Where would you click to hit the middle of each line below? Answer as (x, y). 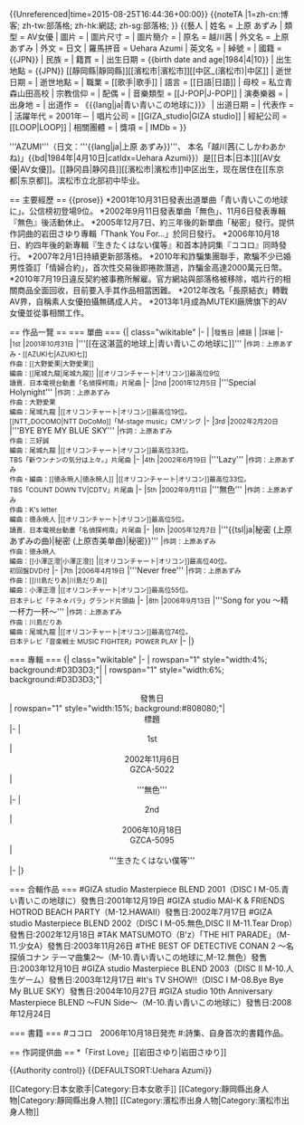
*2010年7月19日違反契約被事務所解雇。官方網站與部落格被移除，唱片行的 (146, 279)
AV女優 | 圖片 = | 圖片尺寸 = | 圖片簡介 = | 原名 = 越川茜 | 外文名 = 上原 (158, 37)
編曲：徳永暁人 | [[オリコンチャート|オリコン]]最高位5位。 (99, 519)
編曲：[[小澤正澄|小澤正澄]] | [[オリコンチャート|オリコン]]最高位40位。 (120, 561)
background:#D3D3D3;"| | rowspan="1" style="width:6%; (117, 670)
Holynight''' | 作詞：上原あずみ (60, 392)
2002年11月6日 (152, 759)
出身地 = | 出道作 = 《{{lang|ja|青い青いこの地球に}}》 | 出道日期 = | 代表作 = (152, 105)
